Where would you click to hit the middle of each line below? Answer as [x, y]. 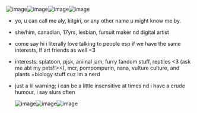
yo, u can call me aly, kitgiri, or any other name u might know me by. [98, 21]
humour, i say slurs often [45, 92]
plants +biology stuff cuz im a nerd [57, 74]
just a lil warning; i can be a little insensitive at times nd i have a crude [100, 86]
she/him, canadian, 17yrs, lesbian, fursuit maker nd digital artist [92, 32]
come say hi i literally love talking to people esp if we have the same [98, 44]
